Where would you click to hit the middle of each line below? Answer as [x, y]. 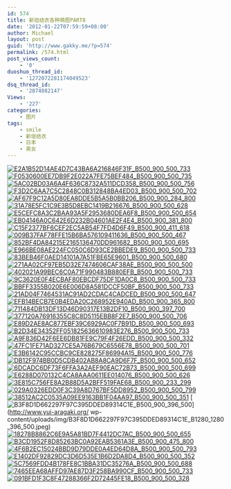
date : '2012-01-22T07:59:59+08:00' [58, 26]
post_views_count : [34, 59]
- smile [30, 130]
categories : [24, 110]
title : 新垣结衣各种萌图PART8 [47, 20]
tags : [15, 123]
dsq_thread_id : [29, 85]
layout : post [26, 40]
